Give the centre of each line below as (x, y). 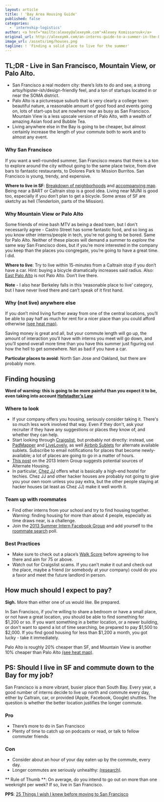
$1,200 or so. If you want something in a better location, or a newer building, (82, 622)
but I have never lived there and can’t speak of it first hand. (64, 290)
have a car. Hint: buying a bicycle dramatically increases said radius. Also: (79, 270)
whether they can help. (35, 435)
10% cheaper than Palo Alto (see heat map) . (49, 652)
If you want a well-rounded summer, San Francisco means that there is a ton (82, 160)
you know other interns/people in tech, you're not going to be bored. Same (80, 235)
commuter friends (30, 736)
